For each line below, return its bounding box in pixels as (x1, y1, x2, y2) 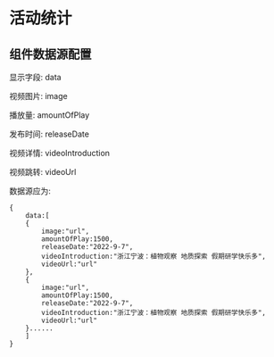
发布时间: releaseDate (9, 129, 89, 139)
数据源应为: (9, 186, 52, 196)
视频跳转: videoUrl (9, 167, 77, 177)
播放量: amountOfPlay (9, 110, 90, 120)
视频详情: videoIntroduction (9, 148, 110, 158)
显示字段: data (9, 72, 62, 82)
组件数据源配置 (9, 46, 92, 62)
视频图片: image (9, 91, 69, 101)
